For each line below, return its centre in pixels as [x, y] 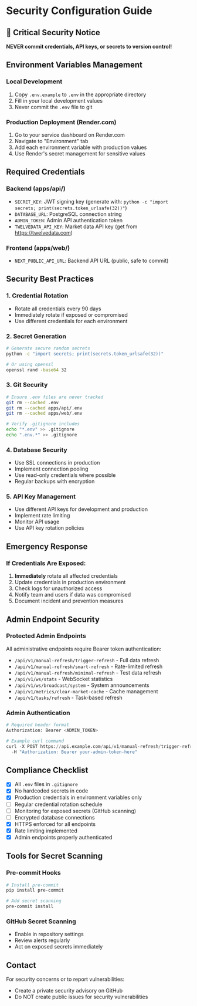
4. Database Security [37, 450]
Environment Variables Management [74, 65]
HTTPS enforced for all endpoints [55, 824]
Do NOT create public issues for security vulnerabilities [81, 997]
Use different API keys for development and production [81, 509]
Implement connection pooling [51, 469]
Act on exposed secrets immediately [59, 947]
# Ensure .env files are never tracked [55, 397]
